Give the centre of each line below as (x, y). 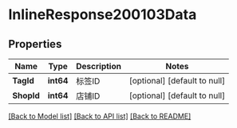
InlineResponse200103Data (103, 15)
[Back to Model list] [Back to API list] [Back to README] (100, 116)
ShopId (26, 95)
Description (99, 66)
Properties (35, 44)
